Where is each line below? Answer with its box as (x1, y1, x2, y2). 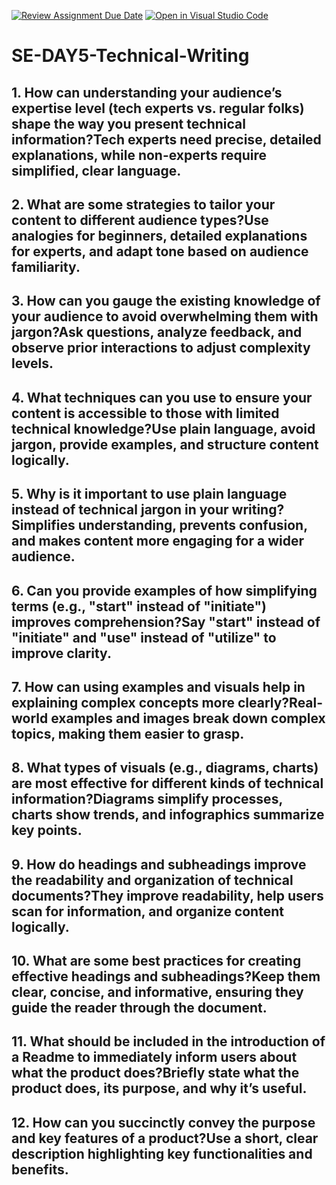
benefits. (11, 1161, 69, 1178)
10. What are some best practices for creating (11, 953, 302, 970)
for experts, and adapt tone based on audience (11, 243, 309, 260)
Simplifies (11, 517, 76, 534)
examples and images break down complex (50, 710, 326, 727)
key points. (11, 822, 83, 839)
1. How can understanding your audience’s (11, 84, 283, 101)
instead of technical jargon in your (11, 501, 229, 519)
